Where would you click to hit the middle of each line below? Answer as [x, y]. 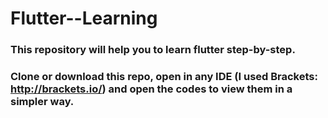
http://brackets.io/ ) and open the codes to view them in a [151, 89]
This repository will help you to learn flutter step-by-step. [153, 50]
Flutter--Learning [84, 18]
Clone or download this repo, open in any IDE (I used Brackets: [164, 77]
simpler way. [42, 102]
